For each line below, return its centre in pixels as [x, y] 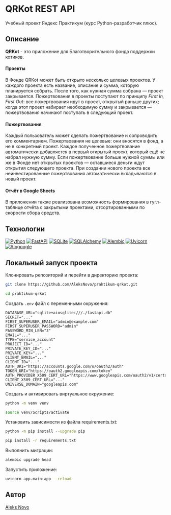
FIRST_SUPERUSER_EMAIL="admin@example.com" [52, 322]
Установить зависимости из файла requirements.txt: [61, 422]
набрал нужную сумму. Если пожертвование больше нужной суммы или [85, 157]
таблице [14, 207]
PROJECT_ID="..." [24, 344]
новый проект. [21, 179]
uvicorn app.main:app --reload [38, 479]
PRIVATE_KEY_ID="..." [28, 348]
